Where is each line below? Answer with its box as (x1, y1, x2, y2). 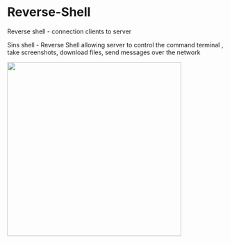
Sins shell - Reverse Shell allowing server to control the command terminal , (7, 40, 224, 49)
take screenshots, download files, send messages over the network (7, 48, 201, 56)
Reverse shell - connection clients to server (7, 27, 132, 36)
